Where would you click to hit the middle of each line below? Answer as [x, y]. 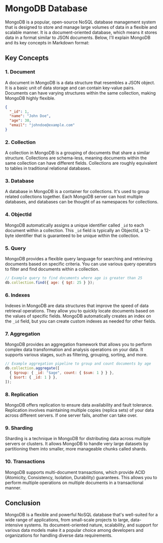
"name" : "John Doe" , [30, 116]
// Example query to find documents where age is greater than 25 [74, 278]
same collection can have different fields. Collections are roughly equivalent [81, 163]
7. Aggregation [23, 334]
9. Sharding [19, 428]
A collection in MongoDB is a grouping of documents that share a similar [78, 153]
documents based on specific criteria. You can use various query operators [81, 264]
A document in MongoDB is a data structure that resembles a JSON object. [80, 82]
